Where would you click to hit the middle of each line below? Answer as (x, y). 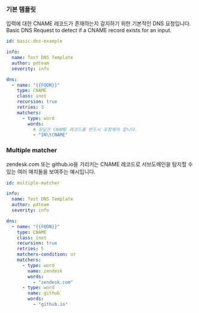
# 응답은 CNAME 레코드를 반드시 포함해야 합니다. (85, 130)
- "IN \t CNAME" (50, 135)
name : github (44, 293)
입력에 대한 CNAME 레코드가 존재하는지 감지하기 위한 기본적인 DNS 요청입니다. (99, 24)
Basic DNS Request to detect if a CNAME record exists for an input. (89, 30)
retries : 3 (30, 108)
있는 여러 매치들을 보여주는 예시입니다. (51, 171)
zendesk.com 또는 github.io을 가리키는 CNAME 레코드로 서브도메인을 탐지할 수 (99, 164)
